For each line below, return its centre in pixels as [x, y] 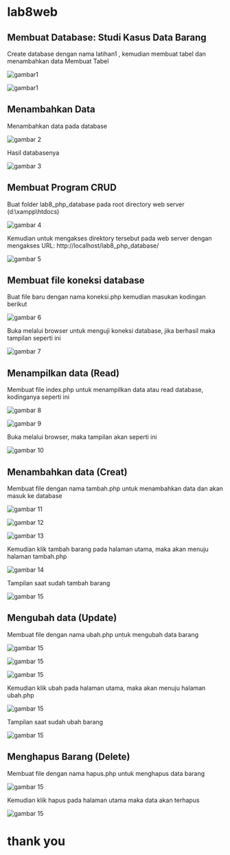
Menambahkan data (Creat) [68, 472]
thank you [36, 841]
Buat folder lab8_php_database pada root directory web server [96, 204]
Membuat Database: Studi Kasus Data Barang [107, 37]
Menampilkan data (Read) [64, 373]
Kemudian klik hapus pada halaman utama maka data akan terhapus [104, 800]
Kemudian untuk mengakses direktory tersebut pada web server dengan [110, 238]
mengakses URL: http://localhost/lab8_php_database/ [83, 246]
